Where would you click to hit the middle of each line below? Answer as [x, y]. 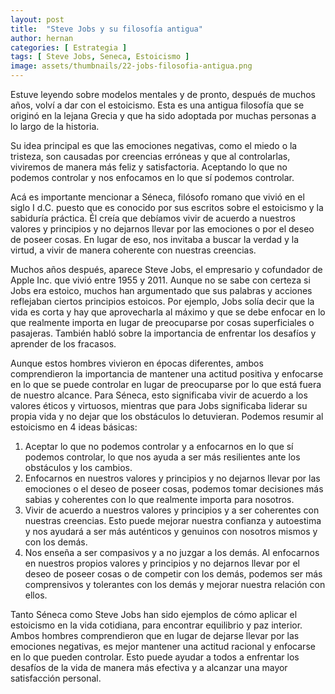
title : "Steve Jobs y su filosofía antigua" [106, 29]
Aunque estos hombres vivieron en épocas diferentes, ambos [137, 363]
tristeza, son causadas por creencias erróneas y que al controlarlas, [150, 156]
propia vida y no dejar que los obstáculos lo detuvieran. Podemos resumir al [167, 416]
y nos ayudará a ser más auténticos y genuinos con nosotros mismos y [171, 531]
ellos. [36, 595]
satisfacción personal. [56, 678]
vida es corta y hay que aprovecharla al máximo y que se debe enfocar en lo [168, 312]
